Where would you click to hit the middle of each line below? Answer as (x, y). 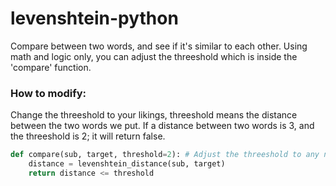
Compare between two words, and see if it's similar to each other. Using (159, 46)
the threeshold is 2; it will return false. (88, 136)
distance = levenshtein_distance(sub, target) (127, 164)
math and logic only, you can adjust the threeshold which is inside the (154, 56)
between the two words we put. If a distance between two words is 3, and (162, 126)
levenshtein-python (94, 18)
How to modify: (48, 93)
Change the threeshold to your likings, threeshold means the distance (154, 115)
